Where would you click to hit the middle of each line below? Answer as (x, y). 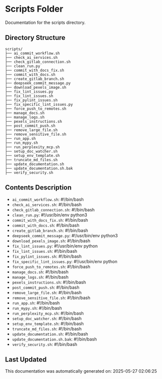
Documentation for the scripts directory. (45, 22)
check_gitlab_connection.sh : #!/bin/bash (53, 209)
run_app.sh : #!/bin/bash (36, 303)
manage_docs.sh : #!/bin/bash (40, 272)
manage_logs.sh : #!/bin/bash (40, 277)
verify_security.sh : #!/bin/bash (45, 344)
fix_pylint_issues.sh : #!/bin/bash (47, 256)
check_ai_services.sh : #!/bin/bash (47, 204)
